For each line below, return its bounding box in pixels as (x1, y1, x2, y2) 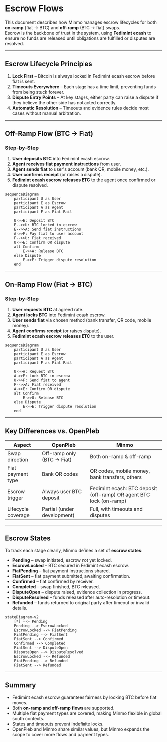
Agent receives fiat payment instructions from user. (12, 161, 121, 167)
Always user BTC (42, 488, 82, 495)
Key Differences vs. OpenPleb (5, 427, 100, 435)
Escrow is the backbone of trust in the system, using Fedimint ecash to (5, 30, 152, 36)
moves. (12, 699, 28, 705)
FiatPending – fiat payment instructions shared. (12, 568, 110, 574)
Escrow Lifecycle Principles (5, 60, 93, 68)
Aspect (13, 441, 31, 448)
